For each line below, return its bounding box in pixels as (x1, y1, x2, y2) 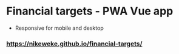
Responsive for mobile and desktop (15, 24, 104, 32)
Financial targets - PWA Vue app (6, 4, 174, 18)
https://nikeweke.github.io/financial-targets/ (6, 39, 143, 48)
